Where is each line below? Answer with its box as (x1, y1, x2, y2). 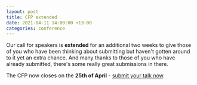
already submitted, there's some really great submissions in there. (6, 61, 169, 68)
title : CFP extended (6, 14, 58, 20)
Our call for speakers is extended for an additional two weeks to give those (6, 42, 192, 49)
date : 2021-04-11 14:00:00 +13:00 (6, 20, 93, 26)
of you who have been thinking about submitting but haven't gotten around (6, 48, 190, 55)
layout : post (6, 8, 39, 15)
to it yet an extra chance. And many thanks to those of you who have (6, 54, 176, 61)
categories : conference (6, 25, 66, 32)
